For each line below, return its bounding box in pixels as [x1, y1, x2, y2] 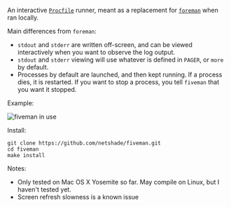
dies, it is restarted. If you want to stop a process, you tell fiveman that [17, 78, 219, 86]
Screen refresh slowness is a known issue [17, 193, 139, 201]
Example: [7, 99, 34, 107]
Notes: [7, 164, 27, 173]
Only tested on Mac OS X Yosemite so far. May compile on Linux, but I [17, 178, 220, 186]
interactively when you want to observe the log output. [17, 48, 176, 56]
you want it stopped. [17, 86, 77, 93]
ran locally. [7, 13, 39, 22]
